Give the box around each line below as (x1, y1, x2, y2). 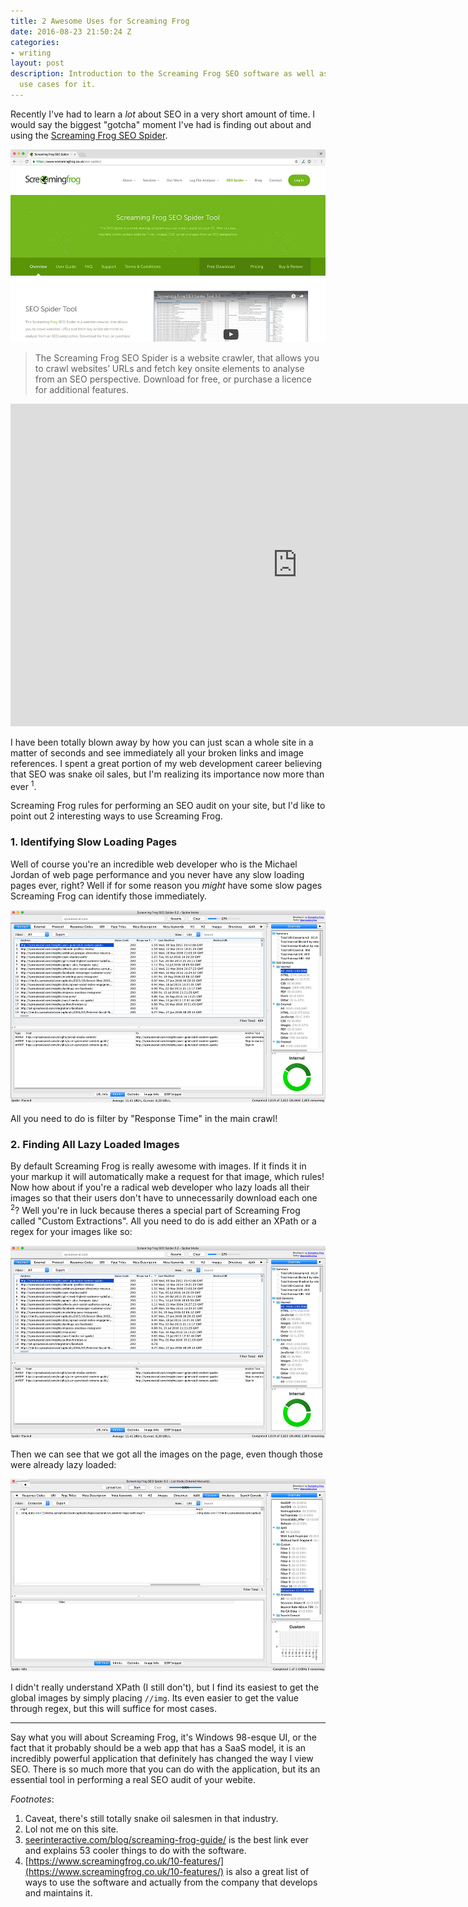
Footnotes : (10, 1793, 55, 1805)
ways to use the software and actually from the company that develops (24, 1876, 318, 1888)
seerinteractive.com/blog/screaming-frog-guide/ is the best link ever (24, 1833, 309, 1845)
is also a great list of (226, 1865, 310, 1877)
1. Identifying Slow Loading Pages (10, 835, 178, 849)
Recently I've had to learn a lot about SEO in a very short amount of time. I (10, 108, 316, 120)
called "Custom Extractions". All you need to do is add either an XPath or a (10, 1215, 317, 1227)
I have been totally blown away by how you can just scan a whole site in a (10, 736, 314, 748)
